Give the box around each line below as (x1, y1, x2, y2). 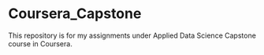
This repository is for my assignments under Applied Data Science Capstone (8, 31, 256, 40)
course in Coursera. (8, 38, 73, 48)
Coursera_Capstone (8, 5, 142, 23)
